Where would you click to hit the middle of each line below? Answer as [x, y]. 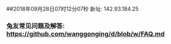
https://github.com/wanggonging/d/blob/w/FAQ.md [85, 34]
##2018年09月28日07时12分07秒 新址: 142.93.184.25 [73, 9]
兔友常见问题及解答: [36, 26]
